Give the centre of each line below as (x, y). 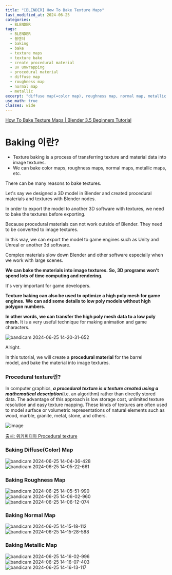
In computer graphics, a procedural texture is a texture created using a (82, 389)
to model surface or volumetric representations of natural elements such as (85, 410)
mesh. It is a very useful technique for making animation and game (76, 322)
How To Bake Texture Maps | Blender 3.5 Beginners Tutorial (69, 120)
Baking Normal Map (30, 515)
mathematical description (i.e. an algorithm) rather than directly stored (80, 394)
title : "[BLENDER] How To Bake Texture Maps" (55, 10)
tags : (11, 29)
